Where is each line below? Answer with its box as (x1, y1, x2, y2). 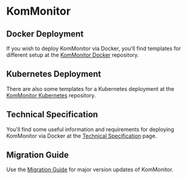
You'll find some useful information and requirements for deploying (6, 125, 175, 133)
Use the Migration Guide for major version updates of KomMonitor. (6, 166, 174, 174)
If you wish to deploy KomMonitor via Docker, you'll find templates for (6, 45, 182, 52)
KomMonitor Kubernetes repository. (6, 92, 96, 99)
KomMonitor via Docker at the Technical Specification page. (6, 132, 157, 139)
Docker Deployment (6, 29, 84, 39)
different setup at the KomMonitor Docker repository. (6, 51, 139, 59)
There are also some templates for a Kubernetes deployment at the (6, 85, 175, 92)
